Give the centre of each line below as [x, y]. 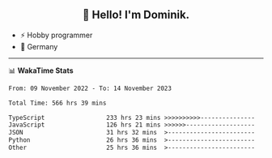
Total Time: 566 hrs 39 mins [57, 103]
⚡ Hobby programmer [56, 35]
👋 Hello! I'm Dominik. [136, 15]
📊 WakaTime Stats [41, 70]
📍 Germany [39, 46]
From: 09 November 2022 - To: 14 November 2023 [90, 88]
